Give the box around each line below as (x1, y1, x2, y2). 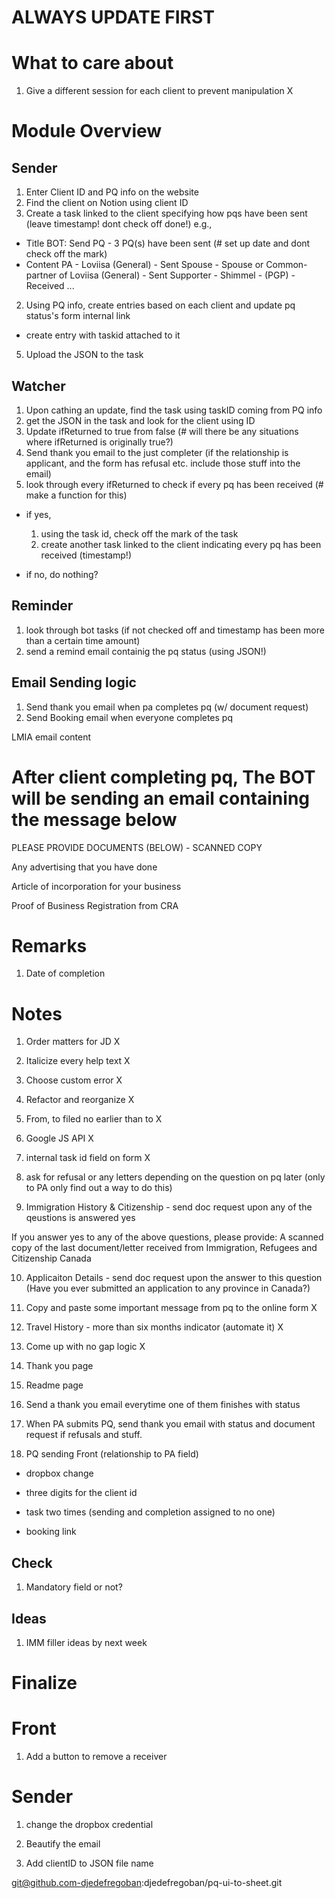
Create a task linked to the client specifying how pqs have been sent (25, 207, 308, 220)
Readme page (25, 1379, 84, 1391)
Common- (265, 259, 308, 271)
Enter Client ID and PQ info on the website (25, 186, 199, 198)
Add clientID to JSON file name (25, 1857, 154, 1870)
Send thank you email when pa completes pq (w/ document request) (25, 701, 309, 713)
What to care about (11, 52, 174, 75)
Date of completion (25, 967, 106, 980)
